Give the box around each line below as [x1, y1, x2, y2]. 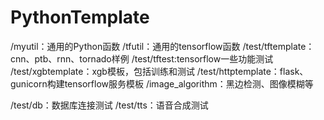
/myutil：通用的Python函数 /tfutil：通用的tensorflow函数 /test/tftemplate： [10, 40, 315, 52]
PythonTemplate [10, 6, 150, 29]
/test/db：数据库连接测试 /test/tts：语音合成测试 [10, 99, 209, 111]
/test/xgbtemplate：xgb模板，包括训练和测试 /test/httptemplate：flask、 [10, 65, 309, 77]
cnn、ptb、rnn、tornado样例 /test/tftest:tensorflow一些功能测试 [10, 52, 274, 65]
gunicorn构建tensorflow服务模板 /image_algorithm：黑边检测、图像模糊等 [10, 77, 314, 90]
